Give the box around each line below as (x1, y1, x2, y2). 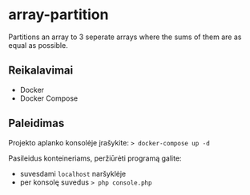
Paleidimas (8, 117, 65, 130)
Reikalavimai (8, 64, 74, 78)
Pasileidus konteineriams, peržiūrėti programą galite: (8, 153, 182, 163)
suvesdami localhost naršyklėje (19, 169, 127, 178)
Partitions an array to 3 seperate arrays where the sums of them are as (8, 32, 242, 42)
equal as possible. (8, 40, 68, 50)
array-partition (8, 6, 109, 24)
